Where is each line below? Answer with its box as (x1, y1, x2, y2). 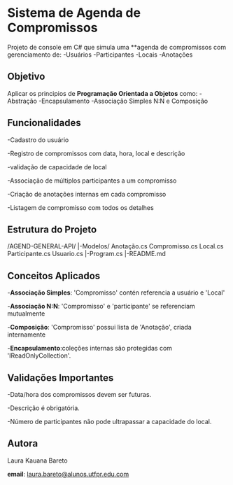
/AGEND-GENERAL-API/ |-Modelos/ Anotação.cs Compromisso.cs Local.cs (7, 242, 224, 251)
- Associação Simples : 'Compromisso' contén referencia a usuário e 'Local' (7, 288, 225, 297)
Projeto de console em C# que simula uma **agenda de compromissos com (7, 43, 226, 51)
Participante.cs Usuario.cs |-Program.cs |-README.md (7, 250, 166, 258)
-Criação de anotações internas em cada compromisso (7, 190, 167, 198)
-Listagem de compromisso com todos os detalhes (7, 203, 154, 211)
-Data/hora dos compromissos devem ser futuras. (7, 391, 152, 398)
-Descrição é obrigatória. (7, 404, 80, 412)
